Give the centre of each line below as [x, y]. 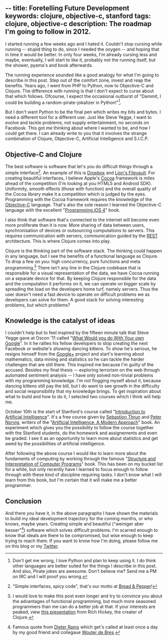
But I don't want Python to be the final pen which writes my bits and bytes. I [83, 112]
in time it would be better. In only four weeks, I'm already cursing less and [81, 54]
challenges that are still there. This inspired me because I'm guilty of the [79, 365]
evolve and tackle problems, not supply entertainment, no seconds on [77, 123]
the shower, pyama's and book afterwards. [49, 65]
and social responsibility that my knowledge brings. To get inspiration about [83, 391]
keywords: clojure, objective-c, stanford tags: [78, 16]
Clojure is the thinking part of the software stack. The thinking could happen [84, 251]
